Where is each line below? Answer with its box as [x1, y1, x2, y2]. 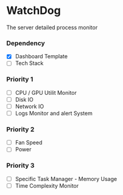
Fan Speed [15, 139, 43, 146]
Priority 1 [6, 75, 33, 84]
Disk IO [15, 95, 33, 103]
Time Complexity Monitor [15, 182, 79, 189]
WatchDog [6, 4, 61, 18]
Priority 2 [6, 125, 35, 134]
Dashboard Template [15, 53, 68, 60]
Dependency [6, 39, 46, 47]
